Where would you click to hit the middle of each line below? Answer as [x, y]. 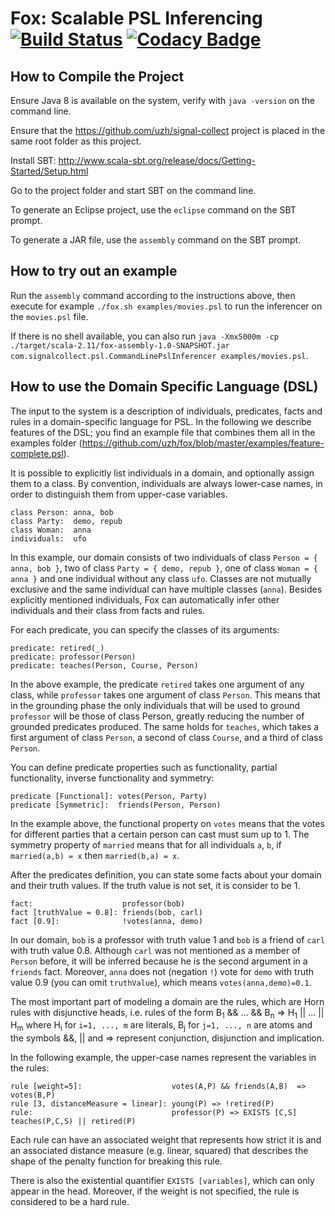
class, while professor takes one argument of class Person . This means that [165, 694]
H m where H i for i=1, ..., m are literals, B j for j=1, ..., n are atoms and [161, 1026]
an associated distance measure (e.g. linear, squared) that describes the [159, 1151]
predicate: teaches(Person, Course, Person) [104, 665]
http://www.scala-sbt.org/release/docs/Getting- [157, 160]
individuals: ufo [48, 538]
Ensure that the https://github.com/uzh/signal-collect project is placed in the [168, 130]
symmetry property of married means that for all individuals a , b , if [146, 844]
